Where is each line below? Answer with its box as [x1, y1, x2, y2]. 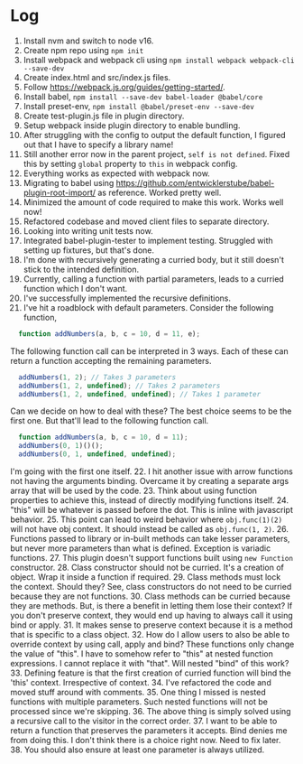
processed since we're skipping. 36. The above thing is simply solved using [10, 706, 291, 717]
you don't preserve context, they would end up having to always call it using [10, 610, 294, 621]
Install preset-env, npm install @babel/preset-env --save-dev [23, 100, 255, 111]
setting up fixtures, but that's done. [23, 245, 155, 256]
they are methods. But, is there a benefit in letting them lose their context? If [10, 601, 293, 611]
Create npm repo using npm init [23, 44, 144, 55]
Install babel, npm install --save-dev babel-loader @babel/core [23, 91, 263, 102]
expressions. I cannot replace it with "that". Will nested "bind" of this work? [10, 658, 289, 669]
